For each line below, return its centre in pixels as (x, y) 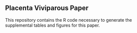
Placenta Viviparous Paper (47, 8)
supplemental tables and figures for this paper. (52, 25)
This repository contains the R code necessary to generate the (68, 20)
